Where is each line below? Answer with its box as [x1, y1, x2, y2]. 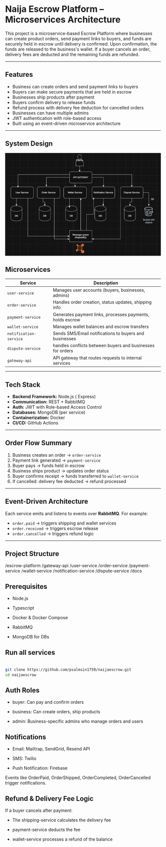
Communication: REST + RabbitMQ [12, 399, 85, 405]
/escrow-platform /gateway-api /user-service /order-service [5, 563, 128, 569]
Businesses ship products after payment [12, 94, 95, 100]
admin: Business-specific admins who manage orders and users [12, 718, 143, 724]
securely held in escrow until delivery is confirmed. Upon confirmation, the [5, 41, 157, 47]
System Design [5, 140, 53, 148]
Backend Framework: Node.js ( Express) [12, 393, 96, 399]
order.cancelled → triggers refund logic [12, 530, 94, 536]
